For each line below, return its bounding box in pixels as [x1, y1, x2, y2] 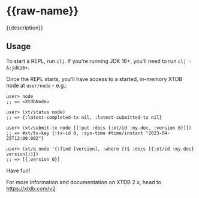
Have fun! [6, 167, 31, 174]
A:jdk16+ [6, 65, 28, 71]
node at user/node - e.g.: [6, 82, 67, 89]
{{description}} [6, 24, 43, 31]
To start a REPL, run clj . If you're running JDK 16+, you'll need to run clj [6, 57, 186, 64]
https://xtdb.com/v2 [6, 185, 56, 192]
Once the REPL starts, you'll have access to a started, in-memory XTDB [6, 75, 183, 82]
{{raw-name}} [6, 4, 79, 18]
